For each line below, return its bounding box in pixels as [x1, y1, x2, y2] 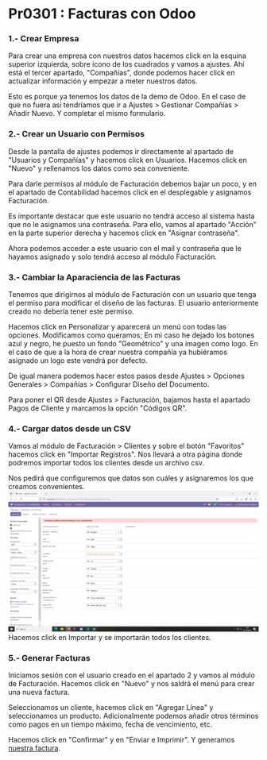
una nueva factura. [8, 688, 70, 697]
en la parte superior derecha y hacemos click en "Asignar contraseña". [8, 228, 240, 237]
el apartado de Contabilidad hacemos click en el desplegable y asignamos [8, 187, 252, 197]
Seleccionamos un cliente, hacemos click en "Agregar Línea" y [8, 703, 214, 712]
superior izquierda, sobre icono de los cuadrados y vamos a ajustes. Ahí [8, 60, 245, 69]
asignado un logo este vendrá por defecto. [8, 356, 148, 365]
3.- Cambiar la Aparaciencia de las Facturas [8, 272, 181, 283]
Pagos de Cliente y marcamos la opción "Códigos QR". [8, 403, 188, 413]
